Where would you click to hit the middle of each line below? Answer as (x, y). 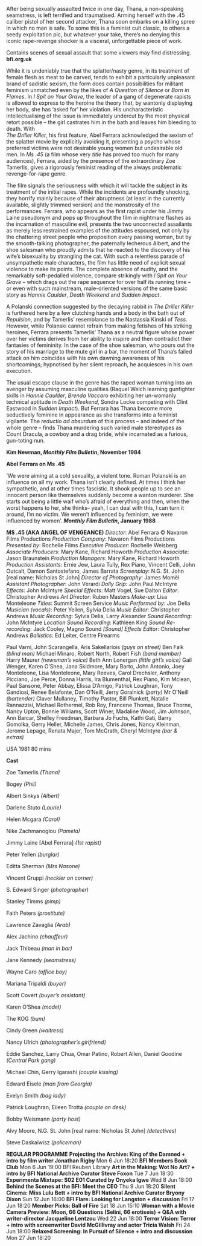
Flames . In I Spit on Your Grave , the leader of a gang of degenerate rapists (99, 97)
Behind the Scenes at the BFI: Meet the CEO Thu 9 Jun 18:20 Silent (91, 1186)
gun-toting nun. (26, 440)
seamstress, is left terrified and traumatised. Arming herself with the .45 (96, 15)
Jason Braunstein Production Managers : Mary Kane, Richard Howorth (93, 558)
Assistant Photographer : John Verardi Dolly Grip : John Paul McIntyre (92, 584)
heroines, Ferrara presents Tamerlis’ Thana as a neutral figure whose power (100, 332)
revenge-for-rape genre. (37, 174)
